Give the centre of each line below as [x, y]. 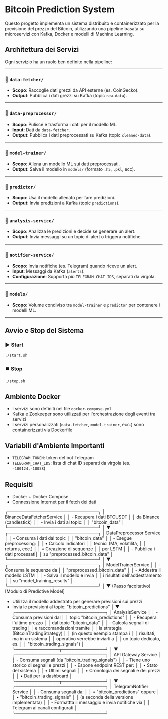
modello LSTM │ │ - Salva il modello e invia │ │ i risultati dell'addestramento [84, 575]
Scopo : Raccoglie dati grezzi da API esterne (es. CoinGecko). [75, 90]
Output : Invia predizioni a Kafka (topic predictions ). [66, 203]
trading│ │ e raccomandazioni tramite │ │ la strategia [67, 628]
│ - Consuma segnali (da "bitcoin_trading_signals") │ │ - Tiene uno [81, 660]
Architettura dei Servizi [42, 49]
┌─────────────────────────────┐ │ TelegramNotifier [80, 687]
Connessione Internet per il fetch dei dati [54, 502]
